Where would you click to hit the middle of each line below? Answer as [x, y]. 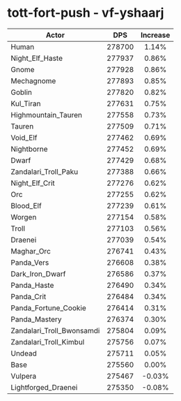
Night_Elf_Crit [33, 183]
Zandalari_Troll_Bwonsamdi [55, 330]
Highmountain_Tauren [46, 115]
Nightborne [29, 149]
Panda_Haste [32, 285]
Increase [155, 35]
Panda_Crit [29, 296]
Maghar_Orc [31, 251]
